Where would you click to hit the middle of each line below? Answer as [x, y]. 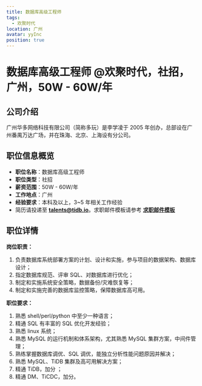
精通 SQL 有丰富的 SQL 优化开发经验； [63, 323]
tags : [13, 18]
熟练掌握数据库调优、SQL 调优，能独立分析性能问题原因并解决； [96, 354]
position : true [25, 40]
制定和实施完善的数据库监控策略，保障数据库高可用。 [82, 290]
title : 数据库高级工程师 [34, 12]
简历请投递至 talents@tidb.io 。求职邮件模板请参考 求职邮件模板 [95, 210]
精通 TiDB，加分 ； [39, 369]
